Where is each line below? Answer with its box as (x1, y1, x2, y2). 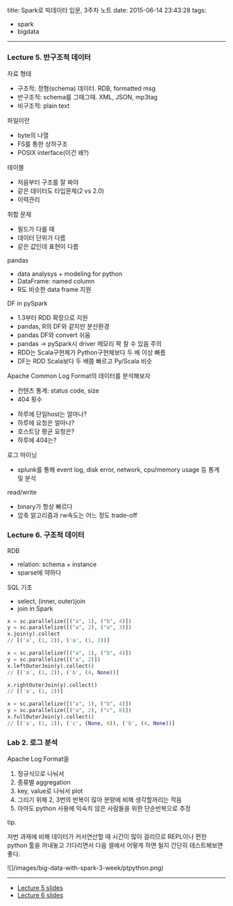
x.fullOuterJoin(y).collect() (7, 714, 95, 720)
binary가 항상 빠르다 (17, 502, 73, 511)
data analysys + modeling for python (17, 270, 123, 278)
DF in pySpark (7, 299, 48, 308)
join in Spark (17, 604, 53, 613)
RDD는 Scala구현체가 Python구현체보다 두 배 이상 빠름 (17, 348, 166, 356)
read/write (7, 488, 37, 497)
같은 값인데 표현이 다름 (17, 242, 79, 251)
